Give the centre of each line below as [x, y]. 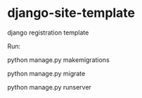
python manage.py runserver [49, 87]
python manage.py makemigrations [59, 60]
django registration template [48, 32]
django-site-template [71, 13]
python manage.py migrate [46, 73]
